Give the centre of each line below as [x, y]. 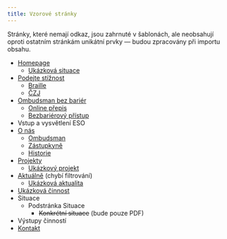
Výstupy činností [42, 221]
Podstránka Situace [56, 205]
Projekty [30, 161]
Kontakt [29, 228]
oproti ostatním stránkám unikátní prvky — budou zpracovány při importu [114, 41]
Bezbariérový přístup [59, 115]
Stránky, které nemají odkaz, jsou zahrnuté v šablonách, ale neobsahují [110, 34]
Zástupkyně [45, 145]
